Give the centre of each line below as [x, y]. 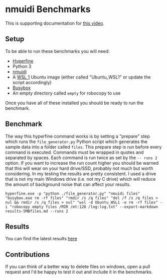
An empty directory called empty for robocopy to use [66, 93]
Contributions [27, 255]
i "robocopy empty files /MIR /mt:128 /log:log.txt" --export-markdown [81, 207]
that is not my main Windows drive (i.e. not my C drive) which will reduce [80, 179]
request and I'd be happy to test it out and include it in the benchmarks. [79, 272]
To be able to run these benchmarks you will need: [57, 51]
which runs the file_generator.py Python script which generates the [76, 142]
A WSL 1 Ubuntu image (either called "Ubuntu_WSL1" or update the [81, 77]
